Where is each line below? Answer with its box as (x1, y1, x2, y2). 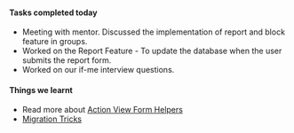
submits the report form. (21, 55, 112, 66)
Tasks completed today (9, 7, 98, 18)
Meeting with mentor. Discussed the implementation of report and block (21, 27, 286, 37)
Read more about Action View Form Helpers (21, 105, 184, 115)
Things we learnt (9, 84, 73, 95)
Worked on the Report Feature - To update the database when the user (21, 45, 282, 57)
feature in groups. (21, 36, 88, 47)
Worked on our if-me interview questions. (21, 65, 175, 75)
